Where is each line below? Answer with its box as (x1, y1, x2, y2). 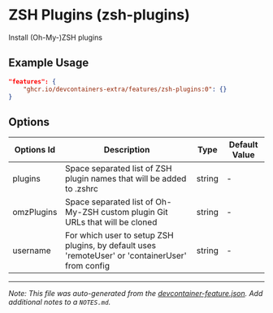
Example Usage (8, 56, 89, 70)
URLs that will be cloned (64, 217, 158, 228)
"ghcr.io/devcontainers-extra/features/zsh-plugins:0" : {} (23, 85, 227, 93)
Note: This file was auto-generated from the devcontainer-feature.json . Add (8, 289, 263, 298)
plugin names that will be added (64, 173, 187, 184)
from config (64, 260, 110, 272)
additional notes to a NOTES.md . (8, 298, 111, 307)
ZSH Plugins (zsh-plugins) (8, 6, 191, 24)
